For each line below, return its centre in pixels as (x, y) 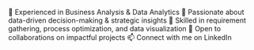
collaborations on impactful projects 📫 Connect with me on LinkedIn (120, 37)
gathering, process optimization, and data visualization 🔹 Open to (115, 29)
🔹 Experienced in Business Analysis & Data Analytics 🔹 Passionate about (126, 12)
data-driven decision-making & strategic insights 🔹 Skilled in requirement (127, 20)
